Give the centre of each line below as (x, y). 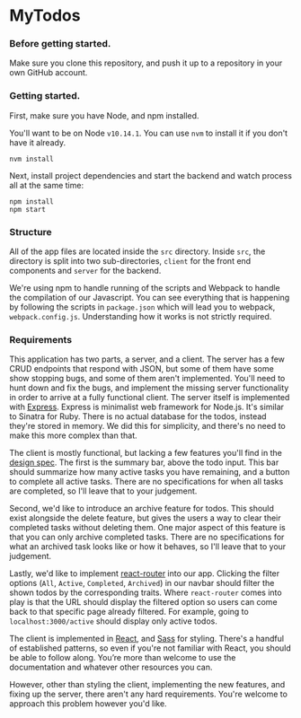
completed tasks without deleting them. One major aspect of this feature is (147, 528)
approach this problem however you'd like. (89, 704)
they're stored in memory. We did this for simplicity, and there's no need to (147, 426)
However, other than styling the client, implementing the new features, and (147, 685)
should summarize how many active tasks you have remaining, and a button (150, 472)
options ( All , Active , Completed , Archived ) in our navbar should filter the (142, 583)
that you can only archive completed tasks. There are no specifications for (147, 537)
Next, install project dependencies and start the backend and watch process (150, 175)
